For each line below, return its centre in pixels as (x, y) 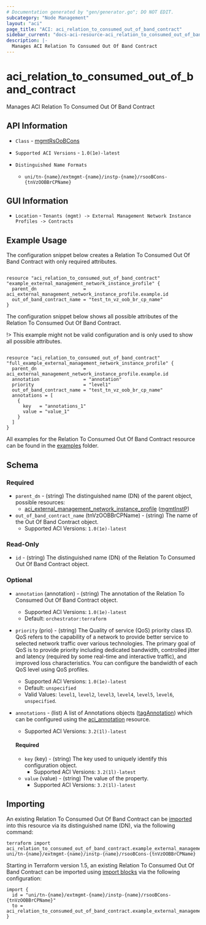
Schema (22, 465)
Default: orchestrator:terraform (65, 618)
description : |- (27, 40)
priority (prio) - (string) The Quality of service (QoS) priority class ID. (104, 630)
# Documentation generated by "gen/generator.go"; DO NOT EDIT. (90, 12)
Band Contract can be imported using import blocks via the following (93, 872)
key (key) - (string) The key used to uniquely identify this (96, 759)
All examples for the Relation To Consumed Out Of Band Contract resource (101, 439)
